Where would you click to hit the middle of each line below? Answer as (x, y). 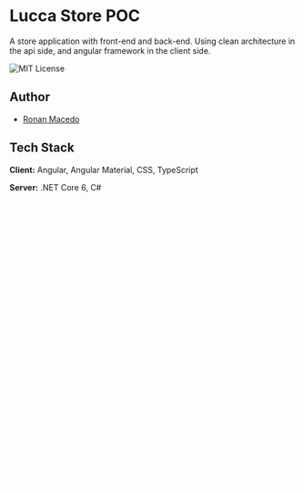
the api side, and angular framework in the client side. (110, 50)
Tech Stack (42, 148)
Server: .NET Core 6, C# (56, 187)
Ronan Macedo (51, 118)
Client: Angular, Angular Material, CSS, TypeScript (104, 169)
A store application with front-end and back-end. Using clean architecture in (152, 41)
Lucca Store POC (75, 16)
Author (30, 97)
